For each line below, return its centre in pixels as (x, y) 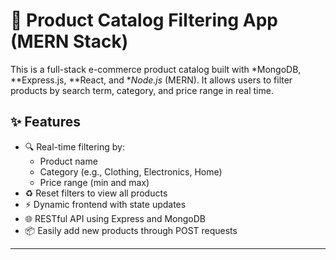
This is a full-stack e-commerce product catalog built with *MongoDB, (156, 69)
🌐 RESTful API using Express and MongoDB (115, 218)
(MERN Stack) (69, 41)
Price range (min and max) (94, 182)
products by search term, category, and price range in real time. (142, 90)
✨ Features (45, 122)
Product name (68, 161)
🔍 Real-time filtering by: (74, 146)
